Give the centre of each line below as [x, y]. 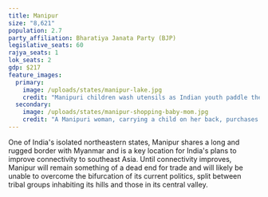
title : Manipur [33, 16]
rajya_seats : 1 [33, 53]
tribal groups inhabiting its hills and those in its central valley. [108, 184]
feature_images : [35, 75]
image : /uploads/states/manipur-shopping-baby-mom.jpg [116, 112]
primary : [30, 82]
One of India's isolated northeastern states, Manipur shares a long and [124, 142]
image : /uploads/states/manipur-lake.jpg [92, 90]
